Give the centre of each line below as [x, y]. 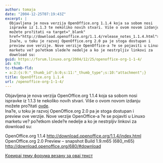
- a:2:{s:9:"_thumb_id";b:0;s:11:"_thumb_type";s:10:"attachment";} [76, 73]
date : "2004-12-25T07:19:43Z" [36, 14]
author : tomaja [20, 9]
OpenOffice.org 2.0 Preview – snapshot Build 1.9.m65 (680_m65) [70, 141]
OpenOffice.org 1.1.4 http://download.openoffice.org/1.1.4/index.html [73, 136]
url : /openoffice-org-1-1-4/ [34, 81]
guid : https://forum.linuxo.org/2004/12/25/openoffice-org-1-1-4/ [73, 59]
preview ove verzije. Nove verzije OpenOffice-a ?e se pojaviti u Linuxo [75, 116]
